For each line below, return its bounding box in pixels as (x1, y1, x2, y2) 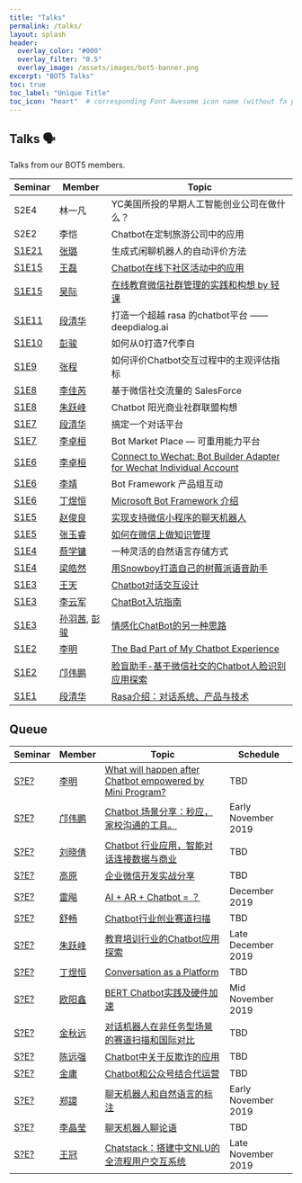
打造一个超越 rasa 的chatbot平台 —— (111, 309, 269, 322)
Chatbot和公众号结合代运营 (104, 1068, 220, 1080)
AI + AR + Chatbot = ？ (104, 892, 200, 903)
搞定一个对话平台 (111, 418, 184, 431)
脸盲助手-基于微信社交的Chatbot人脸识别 (111, 660, 286, 673)
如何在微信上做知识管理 (111, 528, 211, 541)
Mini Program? (104, 786, 166, 798)
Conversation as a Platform (104, 966, 219, 978)
